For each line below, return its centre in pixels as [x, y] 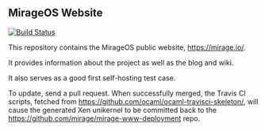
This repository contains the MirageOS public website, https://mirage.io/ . [127, 47]
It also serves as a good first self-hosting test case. [92, 77]
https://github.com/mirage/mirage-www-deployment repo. [104, 118]
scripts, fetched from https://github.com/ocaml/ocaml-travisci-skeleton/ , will [133, 101]
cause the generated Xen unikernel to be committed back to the [112, 110]
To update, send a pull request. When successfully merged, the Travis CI [127, 93]
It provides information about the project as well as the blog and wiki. [121, 62]
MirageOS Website [56, 13]
